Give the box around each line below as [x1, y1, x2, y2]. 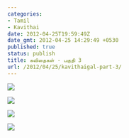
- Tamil [7, 17, 30, 24]
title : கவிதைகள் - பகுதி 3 [7, 57, 82, 64]
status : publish [7, 51, 55, 58]
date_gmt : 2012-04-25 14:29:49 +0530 [7, 37, 119, 44]
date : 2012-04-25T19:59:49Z [7, 30, 91, 38]
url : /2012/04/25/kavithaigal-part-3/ [7, 63, 122, 70]
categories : [7, 10, 43, 18]
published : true [7, 43, 55, 51]
